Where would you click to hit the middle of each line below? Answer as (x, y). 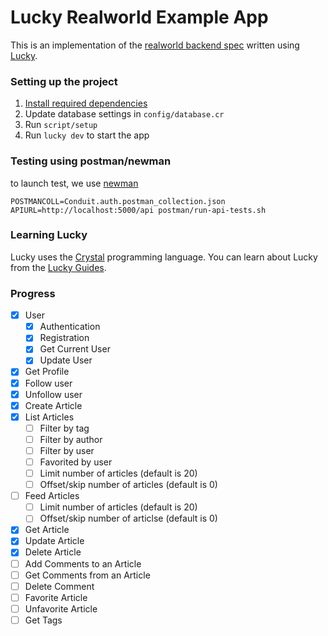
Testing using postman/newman (91, 161)
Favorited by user (76, 462)
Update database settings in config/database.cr (124, 114)
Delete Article (53, 552)
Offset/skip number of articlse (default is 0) (128, 518)
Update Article (54, 541)
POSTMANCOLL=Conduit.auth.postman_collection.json (118, 201)
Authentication (70, 327)
